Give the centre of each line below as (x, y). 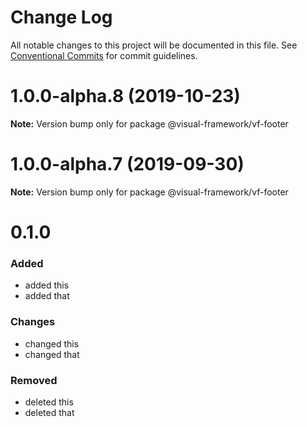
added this (47, 285)
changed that (52, 354)
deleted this (49, 402)
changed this (52, 343)
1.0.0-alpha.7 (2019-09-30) (127, 164)
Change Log (61, 17)
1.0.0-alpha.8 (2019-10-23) (125, 96)
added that (47, 296)
